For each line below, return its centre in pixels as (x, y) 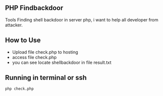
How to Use (23, 40)
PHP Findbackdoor (34, 8)
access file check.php (35, 57)
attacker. (14, 25)
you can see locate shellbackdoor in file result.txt (62, 62)
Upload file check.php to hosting (45, 52)
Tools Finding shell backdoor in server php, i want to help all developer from (82, 19)
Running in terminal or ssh (46, 78)
